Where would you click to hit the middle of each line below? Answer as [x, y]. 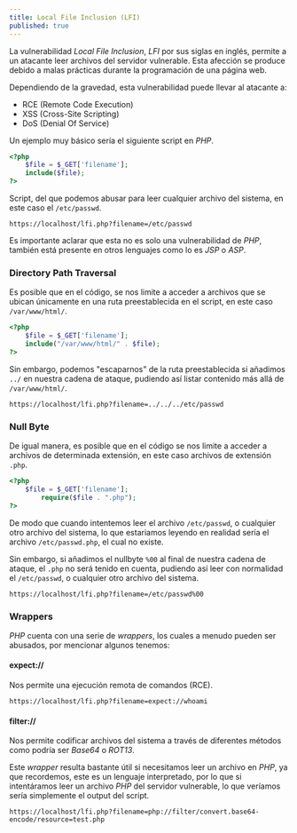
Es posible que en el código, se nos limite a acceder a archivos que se [137, 292]
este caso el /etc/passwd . [55, 208]
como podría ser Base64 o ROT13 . [72, 750]
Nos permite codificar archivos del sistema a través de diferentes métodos [145, 741]
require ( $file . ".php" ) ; [89, 497]
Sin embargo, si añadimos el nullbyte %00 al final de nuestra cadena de [137, 559]
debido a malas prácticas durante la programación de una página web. [138, 70]
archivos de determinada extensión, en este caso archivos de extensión [141, 456]
